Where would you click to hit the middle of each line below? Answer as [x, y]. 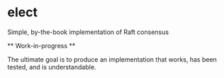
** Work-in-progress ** [41, 45]
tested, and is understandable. [52, 67]
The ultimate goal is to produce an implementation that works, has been [112, 59]
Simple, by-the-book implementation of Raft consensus [88, 32]
